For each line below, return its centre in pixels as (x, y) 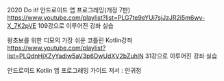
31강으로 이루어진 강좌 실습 (181, 56)
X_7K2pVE (22, 26)
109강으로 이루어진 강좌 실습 (76, 26)
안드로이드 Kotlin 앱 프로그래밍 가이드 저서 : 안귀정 (74, 70)
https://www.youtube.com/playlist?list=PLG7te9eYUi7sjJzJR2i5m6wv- (106, 18)
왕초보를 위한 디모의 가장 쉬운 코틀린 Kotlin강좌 (70, 40)
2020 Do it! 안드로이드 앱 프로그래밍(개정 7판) (69, 10)
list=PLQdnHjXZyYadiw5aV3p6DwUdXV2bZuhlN (75, 56)
